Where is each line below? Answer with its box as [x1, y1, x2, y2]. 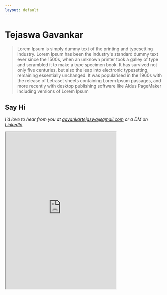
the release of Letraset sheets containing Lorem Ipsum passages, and [17, 77, 161, 83]
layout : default [5, 7, 39, 13]
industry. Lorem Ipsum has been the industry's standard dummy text [17, 51, 158, 57]
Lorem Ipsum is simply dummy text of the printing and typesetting [17, 46, 153, 52]
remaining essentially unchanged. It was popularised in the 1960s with [17, 72, 162, 78]
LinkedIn [5, 122, 23, 128]
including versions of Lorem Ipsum [17, 88, 89, 94]
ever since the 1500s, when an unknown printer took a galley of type [17, 56, 159, 62]
